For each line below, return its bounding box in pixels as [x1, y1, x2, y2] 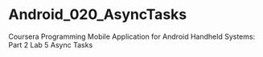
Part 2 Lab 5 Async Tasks [8, 40, 93, 49]
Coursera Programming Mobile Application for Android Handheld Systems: [8, 32, 256, 41]
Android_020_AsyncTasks [8, 6, 187, 24]
